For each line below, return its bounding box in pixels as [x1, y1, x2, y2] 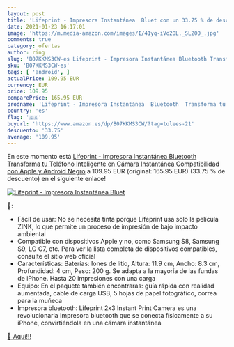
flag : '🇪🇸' [7, 114, 42, 121]
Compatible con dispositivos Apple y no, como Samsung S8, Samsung [17, 238, 219, 246]
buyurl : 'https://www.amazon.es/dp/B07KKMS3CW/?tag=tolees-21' [7, 120, 195, 128]
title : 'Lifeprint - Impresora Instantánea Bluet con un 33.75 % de [7, 17, 214, 24]
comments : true [7, 36, 52, 43]
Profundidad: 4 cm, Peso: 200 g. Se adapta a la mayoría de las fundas [17, 267, 219, 275]
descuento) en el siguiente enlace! [7, 175, 107, 183]
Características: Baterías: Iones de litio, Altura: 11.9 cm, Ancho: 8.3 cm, [17, 259, 220, 268]
